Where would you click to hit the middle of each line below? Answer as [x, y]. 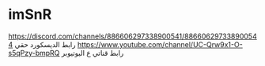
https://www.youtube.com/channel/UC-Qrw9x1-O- [160, 44]
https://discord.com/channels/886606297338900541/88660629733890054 [132, 36]
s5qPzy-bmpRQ [34, 53]
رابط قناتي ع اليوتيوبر [93, 53]
